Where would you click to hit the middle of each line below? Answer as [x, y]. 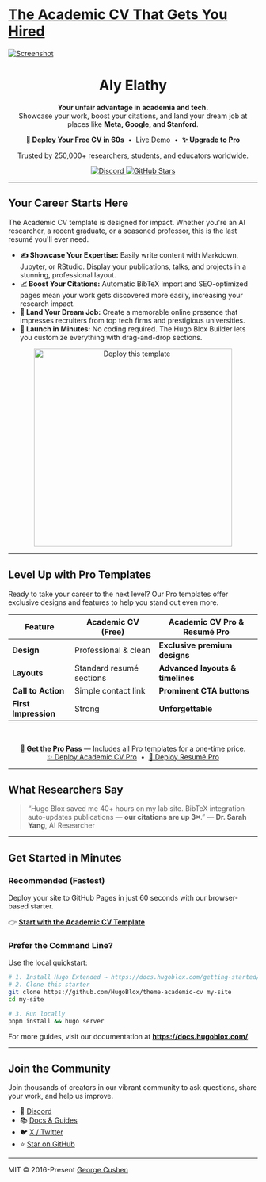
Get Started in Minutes [65, 858]
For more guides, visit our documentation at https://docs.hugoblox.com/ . [129, 1036]
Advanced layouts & [198, 668]
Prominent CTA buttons [204, 690]
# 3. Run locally [37, 1014]
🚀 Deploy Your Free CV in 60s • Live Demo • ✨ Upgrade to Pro [133, 140]
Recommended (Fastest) [57, 880]
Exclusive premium [196, 645]
